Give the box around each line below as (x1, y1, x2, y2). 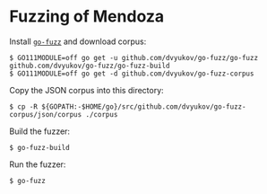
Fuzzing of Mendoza (9, 6, 165, 27)
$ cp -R (9, 101, 39, 111)
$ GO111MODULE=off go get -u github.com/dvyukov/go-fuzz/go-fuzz (9, 53, 258, 62)
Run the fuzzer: (9, 159, 66, 170)
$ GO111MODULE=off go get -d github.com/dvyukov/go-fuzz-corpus (9, 69, 254, 78)
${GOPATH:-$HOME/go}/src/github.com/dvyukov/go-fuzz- (41, 101, 246, 111)
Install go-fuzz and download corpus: (9, 36, 147, 47)
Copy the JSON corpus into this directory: (9, 84, 164, 95)
